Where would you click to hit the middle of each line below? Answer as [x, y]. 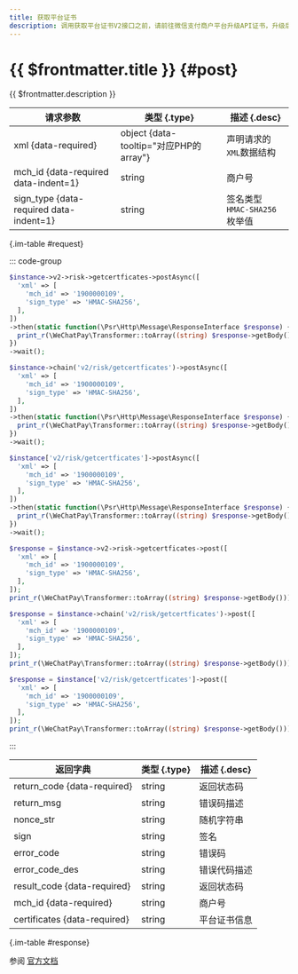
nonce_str [34, 820]
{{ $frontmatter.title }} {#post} [124, 70]
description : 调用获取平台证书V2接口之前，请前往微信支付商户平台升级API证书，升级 [147, 26]
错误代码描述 [226, 870]
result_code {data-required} [72, 886]
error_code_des [46, 869]
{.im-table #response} [50, 943]
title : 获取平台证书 [43, 17]
